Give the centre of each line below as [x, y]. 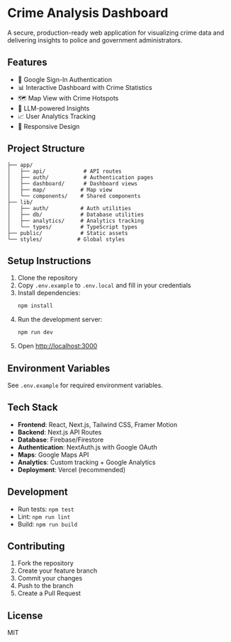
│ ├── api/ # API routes [64, 171]
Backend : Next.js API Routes [60, 432]
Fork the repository [46, 563]
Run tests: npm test [46, 509]
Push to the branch [45, 586]
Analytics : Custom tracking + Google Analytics [86, 462]
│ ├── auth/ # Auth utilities [69, 208]
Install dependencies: [49, 293]
